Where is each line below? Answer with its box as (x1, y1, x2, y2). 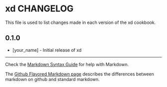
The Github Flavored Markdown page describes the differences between (5, 71, 154, 77)
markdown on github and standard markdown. (5, 76, 100, 82)
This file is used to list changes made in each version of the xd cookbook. (5, 19, 156, 25)
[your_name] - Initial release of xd (12, 47, 82, 53)
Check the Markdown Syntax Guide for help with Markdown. (5, 61, 129, 67)
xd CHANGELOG (5, 3, 74, 14)
